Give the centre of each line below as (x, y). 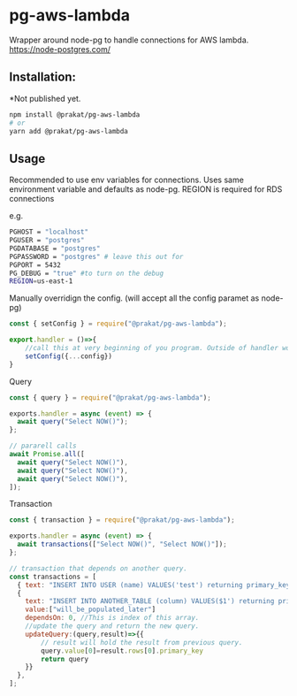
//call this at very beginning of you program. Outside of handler (152, 348)
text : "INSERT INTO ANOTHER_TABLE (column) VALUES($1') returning (150, 601)
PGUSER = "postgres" (47, 241)
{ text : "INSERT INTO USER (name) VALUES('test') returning (130, 585)
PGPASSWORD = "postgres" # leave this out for (96, 256)
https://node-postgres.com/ (60, 49)
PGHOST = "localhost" (49, 232)
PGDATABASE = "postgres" (55, 249)
